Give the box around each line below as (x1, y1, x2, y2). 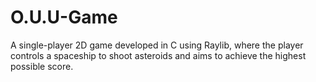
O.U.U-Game (10, 6, 118, 29)
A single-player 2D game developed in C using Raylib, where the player (10, 39, 304, 51)
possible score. (10, 60, 74, 72)
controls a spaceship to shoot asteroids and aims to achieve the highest (10, 49, 307, 61)
